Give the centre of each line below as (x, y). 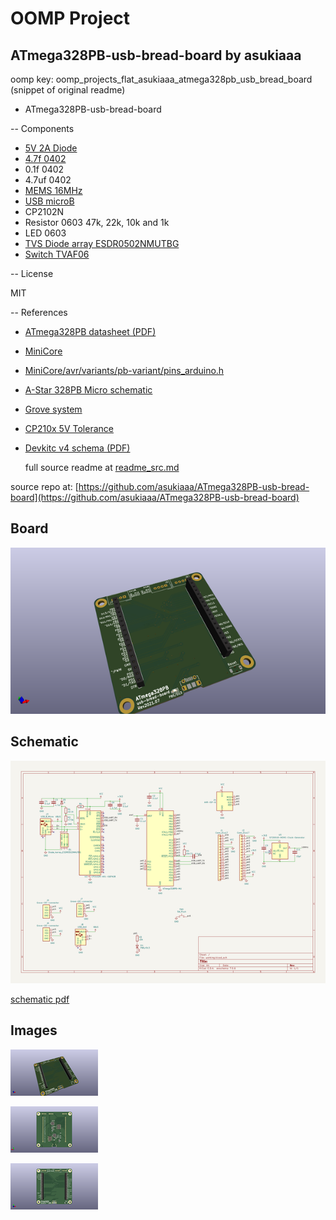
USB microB (49, 201)
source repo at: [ (44, 486)
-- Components (42, 128)
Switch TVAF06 (57, 254)
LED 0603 (45, 233)
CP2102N (44, 211)
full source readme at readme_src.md (102, 467)
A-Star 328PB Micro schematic (88, 390)
